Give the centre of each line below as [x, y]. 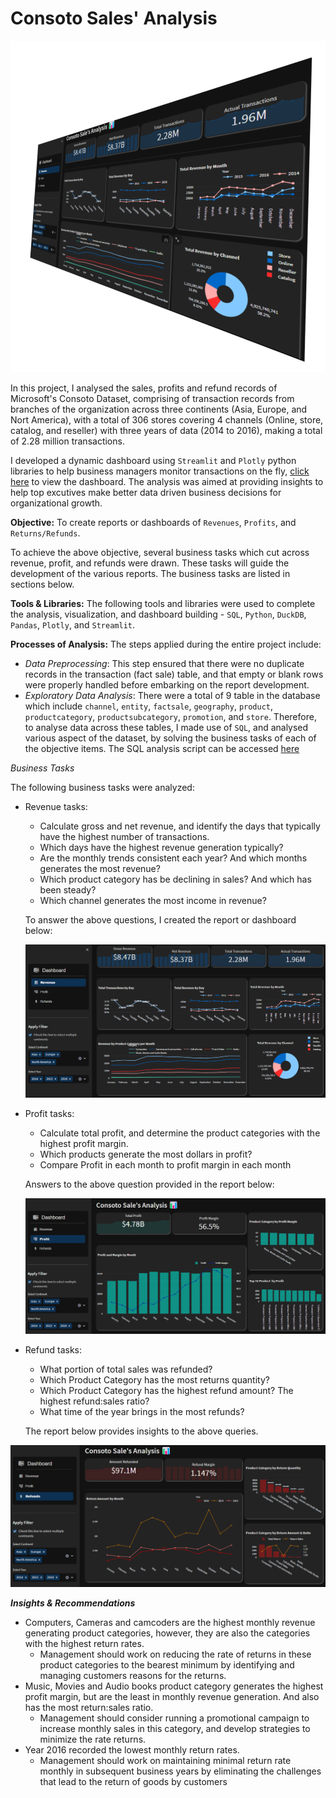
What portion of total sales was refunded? [126, 1369]
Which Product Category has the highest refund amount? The [166, 1390]
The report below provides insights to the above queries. [141, 1431]
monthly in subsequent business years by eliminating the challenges [180, 1771]
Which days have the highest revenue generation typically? [161, 848]
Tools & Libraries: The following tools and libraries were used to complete [163, 604]
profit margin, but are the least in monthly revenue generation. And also [172, 1697]
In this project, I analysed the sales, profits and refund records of [144, 388]
